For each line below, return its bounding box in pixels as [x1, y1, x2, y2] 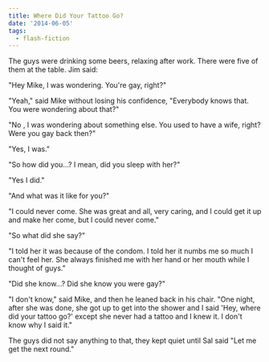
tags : [8, 27, 26, 35]
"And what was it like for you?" [8, 191, 110, 201]
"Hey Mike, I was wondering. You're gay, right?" [8, 80, 167, 90]
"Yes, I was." [8, 144, 51, 154]
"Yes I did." [8, 175, 46, 185]
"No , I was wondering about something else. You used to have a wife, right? [8, 120, 261, 130]
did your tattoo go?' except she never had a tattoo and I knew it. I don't [8, 311, 243, 322]
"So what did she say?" [8, 231, 86, 241]
